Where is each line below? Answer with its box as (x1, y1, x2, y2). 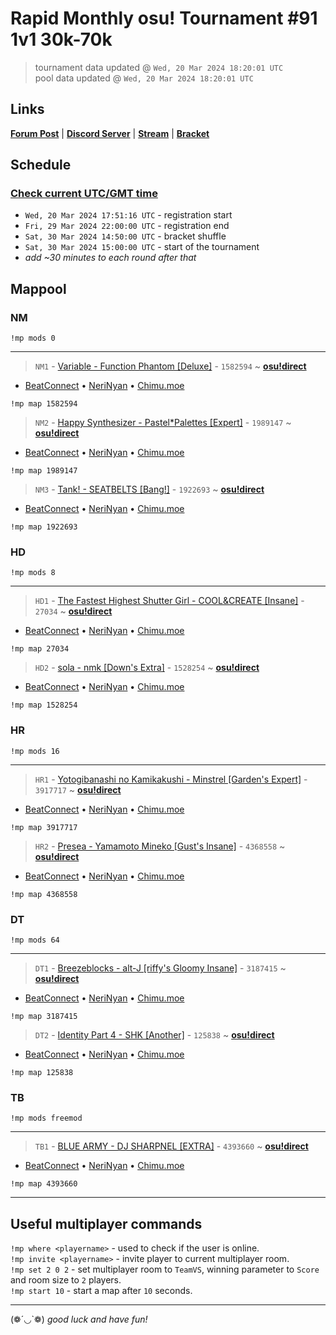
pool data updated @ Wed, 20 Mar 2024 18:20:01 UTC (34, 72, 254, 84)
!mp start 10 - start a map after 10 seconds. (10, 1285, 193, 1297)
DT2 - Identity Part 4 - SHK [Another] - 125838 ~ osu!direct (34, 1029, 275, 1041)
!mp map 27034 (10, 644, 70, 654)
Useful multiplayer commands (10, 1215, 203, 1232)
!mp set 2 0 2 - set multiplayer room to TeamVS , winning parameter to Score (10, 1263, 320, 1276)
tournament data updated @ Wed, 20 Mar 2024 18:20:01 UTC (34, 61, 284, 73)
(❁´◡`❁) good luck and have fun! (10, 1313, 148, 1326)
